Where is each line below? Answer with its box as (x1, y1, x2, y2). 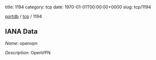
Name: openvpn (5, 40, 38, 46)
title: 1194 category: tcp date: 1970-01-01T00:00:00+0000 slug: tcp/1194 (5, 4, 151, 10)
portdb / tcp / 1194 (5, 14, 43, 19)
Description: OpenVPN (5, 49, 51, 55)
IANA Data (5, 28, 38, 36)
